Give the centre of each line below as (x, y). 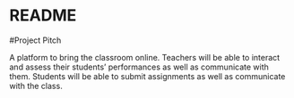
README (43, 16)
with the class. (36, 86)
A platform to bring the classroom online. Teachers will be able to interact (145, 57)
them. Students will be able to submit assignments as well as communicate (147, 76)
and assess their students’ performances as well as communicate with (139, 67)
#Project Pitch (35, 40)
